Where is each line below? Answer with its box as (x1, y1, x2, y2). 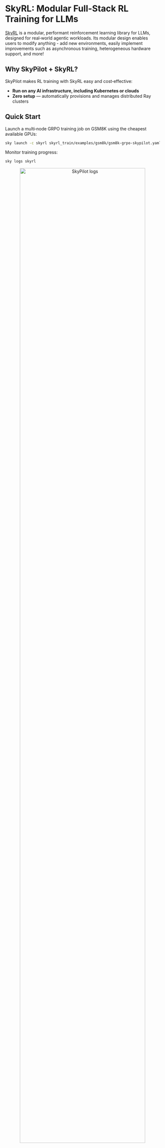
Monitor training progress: (5, 149, 58, 156)
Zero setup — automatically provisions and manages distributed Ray (12, 93, 151, 99)
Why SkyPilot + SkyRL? (5, 65, 78, 74)
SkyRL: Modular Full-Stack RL (5, 3, 129, 14)
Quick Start (5, 113, 41, 121)
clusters (12, 98, 29, 104)
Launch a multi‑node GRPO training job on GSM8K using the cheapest (5, 125, 147, 131)
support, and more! (5, 50, 44, 57)
